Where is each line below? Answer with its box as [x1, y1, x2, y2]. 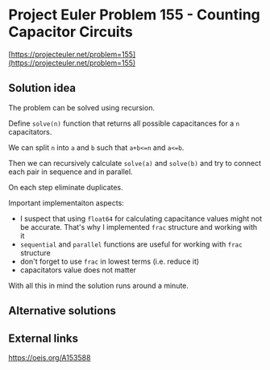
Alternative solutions [8, 304, 117, 318]
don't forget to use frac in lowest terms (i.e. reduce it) [19, 256, 200, 266]
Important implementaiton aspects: [8, 197, 125, 207]
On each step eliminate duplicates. [8, 182, 123, 192]
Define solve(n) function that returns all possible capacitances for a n [8, 118, 240, 128]
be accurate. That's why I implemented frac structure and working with [19, 222, 258, 231]
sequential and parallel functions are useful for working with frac [19, 239, 243, 249]
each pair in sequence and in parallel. [8, 167, 133, 177]
